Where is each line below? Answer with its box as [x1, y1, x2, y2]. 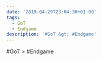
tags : [6, 14, 20, 21]
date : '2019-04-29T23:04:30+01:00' [6, 8, 97, 15]
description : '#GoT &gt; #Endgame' [6, 31, 97, 37]
